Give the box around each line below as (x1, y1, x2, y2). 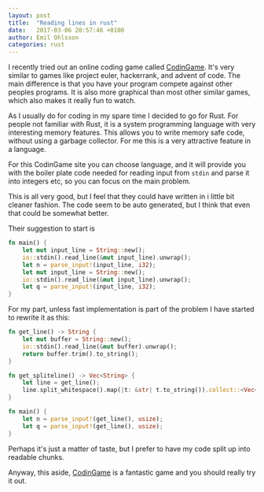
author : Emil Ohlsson (8, 33, 79, 42)
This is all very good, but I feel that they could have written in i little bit (8, 192, 235, 202)
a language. (8, 145, 46, 154)
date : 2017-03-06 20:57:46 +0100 (8, 26, 125, 34)
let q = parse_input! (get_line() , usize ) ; (22, 422, 163, 430)
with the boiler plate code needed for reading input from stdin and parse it (8, 168, 250, 178)
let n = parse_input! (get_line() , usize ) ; (22, 415, 163, 423)
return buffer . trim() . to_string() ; (22, 350, 139, 358)
